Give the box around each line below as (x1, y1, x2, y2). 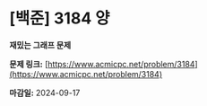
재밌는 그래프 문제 (9, 40, 72, 50)
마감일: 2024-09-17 (9, 87, 81, 98)
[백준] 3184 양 (9, 8, 110, 29)
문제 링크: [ (9, 58, 48, 69)
